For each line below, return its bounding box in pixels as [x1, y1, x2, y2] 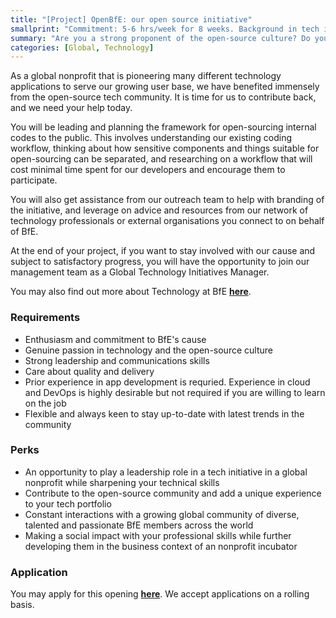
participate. [10, 174, 58, 186]
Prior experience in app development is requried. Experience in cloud [24, 376, 311, 388]
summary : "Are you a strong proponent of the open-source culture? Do [10, 33, 311, 43]
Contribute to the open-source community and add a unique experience [24, 487, 322, 499]
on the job [24, 397, 67, 409]
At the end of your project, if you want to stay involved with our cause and [10, 245, 316, 257]
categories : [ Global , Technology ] [10, 42, 155, 53]
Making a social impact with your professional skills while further [24, 529, 292, 541]
